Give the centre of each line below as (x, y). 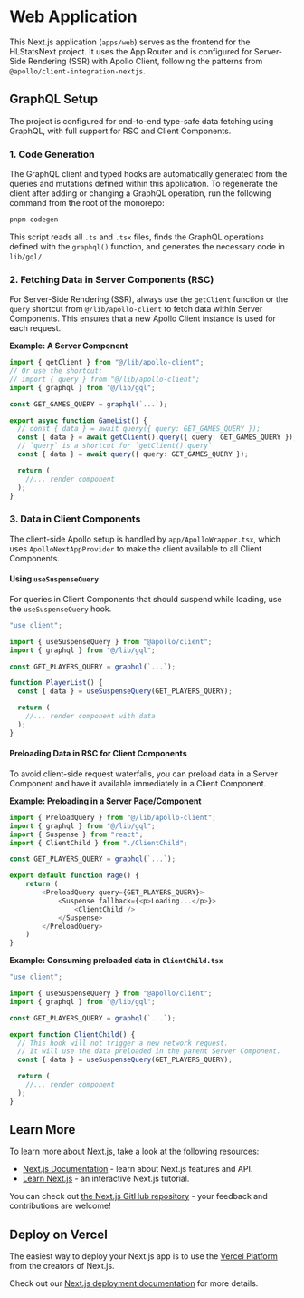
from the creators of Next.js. (62, 1266)
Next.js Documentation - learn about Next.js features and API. (138, 1169)
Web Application (73, 17)
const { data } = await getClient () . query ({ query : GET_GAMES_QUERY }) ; (157, 437)
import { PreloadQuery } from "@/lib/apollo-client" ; (113, 817)
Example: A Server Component (69, 346)
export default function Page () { (75, 876)
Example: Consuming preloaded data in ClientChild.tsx (116, 961)
